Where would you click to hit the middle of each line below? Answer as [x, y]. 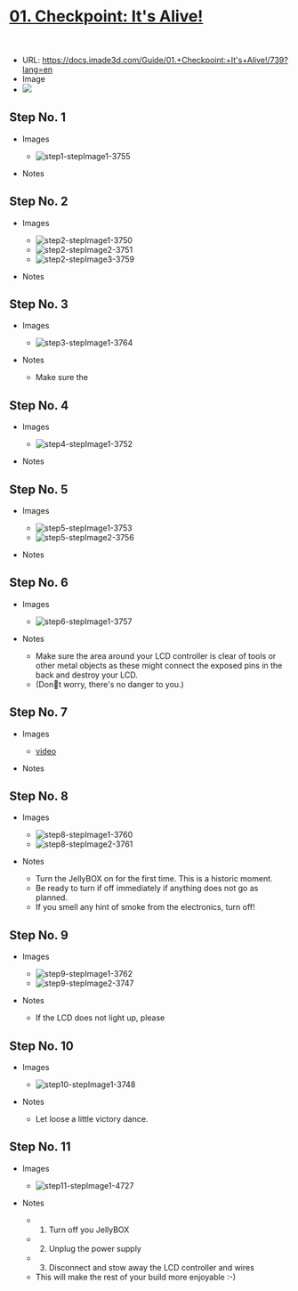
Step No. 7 [39, 713]
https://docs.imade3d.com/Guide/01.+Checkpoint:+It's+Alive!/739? [165, 60]
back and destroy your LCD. [86, 675]
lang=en [37, 69]
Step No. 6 [39, 583]
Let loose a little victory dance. [92, 1119]
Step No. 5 [39, 489]
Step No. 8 [39, 796]
